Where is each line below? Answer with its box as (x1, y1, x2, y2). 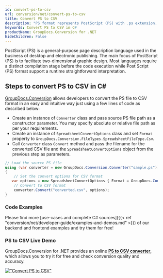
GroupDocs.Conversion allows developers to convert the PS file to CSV (5, 95, 147, 101)
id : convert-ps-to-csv (5, 7, 51, 12)
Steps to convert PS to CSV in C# (5, 82, 107, 90)
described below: (5, 105, 40, 111)
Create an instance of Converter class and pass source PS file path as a (12, 115, 156, 121)
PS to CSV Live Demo (5, 237, 56, 243)
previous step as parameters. (12, 151, 71, 157)
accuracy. (5, 259, 25, 264)
